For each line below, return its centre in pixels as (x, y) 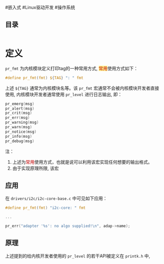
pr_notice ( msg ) (21, 132)
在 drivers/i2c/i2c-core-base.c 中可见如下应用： (56, 198)
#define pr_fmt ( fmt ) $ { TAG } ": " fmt (44, 78)
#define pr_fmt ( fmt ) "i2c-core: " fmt (45, 208)
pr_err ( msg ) (17, 118)
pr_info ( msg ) (19, 136)
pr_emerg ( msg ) (20, 104)
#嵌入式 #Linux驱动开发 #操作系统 (40, 7)
